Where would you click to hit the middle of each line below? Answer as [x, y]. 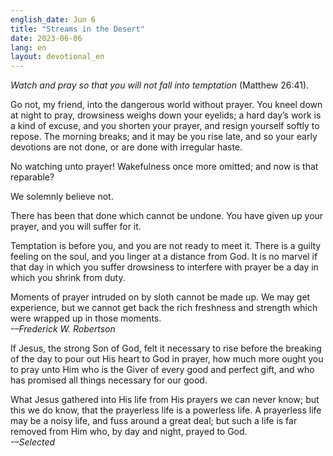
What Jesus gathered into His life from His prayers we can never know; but [165, 400]
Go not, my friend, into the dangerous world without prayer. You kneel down [166, 105]
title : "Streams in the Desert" [77, 29]
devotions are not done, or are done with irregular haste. [126, 147]
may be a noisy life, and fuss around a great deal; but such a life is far [154, 421]
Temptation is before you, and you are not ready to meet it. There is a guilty [166, 246]
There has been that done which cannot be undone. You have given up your [167, 216]
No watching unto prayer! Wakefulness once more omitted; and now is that [164, 167]
